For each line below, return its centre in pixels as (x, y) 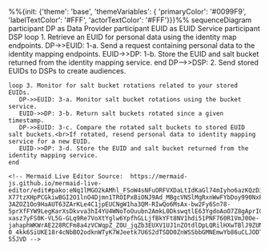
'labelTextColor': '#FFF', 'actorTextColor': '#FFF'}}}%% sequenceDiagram (130, 20)
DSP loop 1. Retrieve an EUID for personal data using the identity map (122, 37)
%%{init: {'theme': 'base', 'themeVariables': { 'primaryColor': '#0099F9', (127, 12)
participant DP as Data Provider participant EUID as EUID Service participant (134, 28)
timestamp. (26, 121)
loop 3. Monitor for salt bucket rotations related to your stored (123, 85)
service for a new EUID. (50, 141)
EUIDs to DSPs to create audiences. (67, 71)
